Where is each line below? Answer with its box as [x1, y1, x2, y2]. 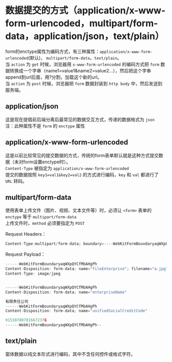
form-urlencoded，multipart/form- [5, 17, 158, 29]
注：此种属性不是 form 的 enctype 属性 [5, 123, 85, 129]
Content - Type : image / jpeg [5, 271, 60, 276]
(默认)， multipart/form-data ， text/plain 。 [28, 54, 122, 61]
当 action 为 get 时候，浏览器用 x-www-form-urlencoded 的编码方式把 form [5, 61, 160, 67]
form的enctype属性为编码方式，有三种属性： [5, 48, 100, 54]
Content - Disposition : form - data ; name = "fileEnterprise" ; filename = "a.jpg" [5, 266, 168, 272]
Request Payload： [5, 251, 46, 257]
